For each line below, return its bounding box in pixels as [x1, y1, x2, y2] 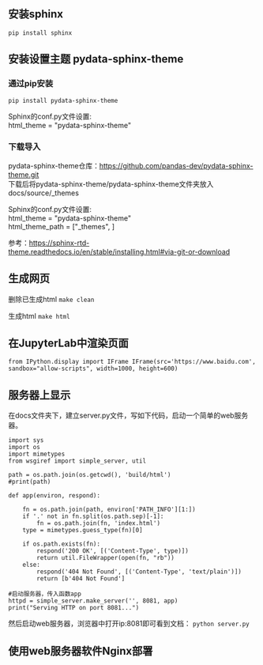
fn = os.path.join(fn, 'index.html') [36, 520, 160, 527]
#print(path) [8, 478, 51, 486]
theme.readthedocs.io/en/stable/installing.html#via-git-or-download [8, 247, 231, 256]
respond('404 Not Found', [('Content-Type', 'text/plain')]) [36, 568, 242, 576]
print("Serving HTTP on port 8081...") [8, 604, 140, 612]
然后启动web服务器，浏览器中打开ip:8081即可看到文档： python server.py [8, 619, 250, 629]
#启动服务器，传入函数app [8, 590, 81, 599]
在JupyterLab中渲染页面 [8, 337, 129, 350]
